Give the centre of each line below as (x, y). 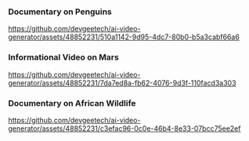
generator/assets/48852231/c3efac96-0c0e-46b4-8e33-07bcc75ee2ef (125, 128)
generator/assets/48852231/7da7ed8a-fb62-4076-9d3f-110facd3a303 (122, 83)
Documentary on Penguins (60, 12)
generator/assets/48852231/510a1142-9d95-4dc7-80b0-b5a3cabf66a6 (124, 37)
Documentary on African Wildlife (72, 103)
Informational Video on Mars (63, 57)
